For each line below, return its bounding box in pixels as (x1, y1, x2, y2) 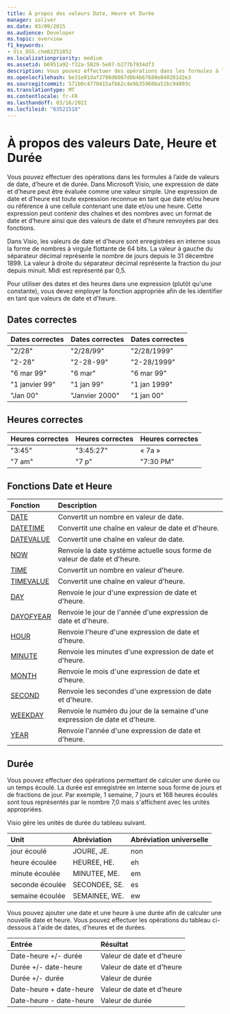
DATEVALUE (10, 535, 51, 544)
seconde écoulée (10, 879, 66, 889)
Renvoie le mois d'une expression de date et (57, 667, 201, 676)
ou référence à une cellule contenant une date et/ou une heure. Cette (7, 202, 203, 210)
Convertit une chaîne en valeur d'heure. (57, 577, 186, 586)
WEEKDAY (10, 711, 44, 720)
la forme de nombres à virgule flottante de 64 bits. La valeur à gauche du (7, 244, 214, 253)
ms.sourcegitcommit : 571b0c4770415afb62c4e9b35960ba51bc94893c (7, 80, 192, 87)
